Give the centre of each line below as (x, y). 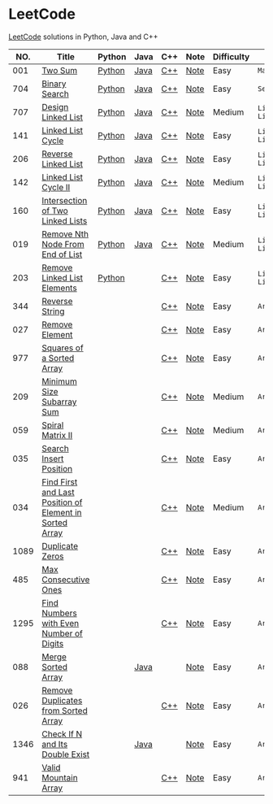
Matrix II (57, 435)
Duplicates (62, 700)
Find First (60, 482)
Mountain (60, 777)
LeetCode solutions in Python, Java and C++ (83, 37)
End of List (62, 254)
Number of (62, 633)
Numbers (59, 613)
